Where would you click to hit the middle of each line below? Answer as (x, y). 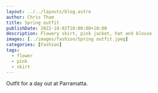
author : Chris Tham (30, 17)
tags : (13, 50)
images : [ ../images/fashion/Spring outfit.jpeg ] (67, 39)
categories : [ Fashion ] (34, 45)
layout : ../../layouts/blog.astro (49, 12)
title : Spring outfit (33, 23)
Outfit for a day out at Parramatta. (47, 84)
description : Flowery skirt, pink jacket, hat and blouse (79, 34)
